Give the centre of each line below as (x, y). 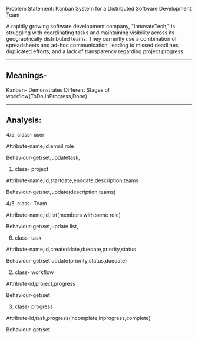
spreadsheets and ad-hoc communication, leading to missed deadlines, (93, 45)
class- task (28, 238)
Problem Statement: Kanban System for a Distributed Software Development (99, 9)
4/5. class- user (25, 134)
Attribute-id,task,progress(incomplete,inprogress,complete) (79, 318)
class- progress (34, 306)
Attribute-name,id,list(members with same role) (63, 215)
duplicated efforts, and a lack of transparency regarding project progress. (95, 51)
